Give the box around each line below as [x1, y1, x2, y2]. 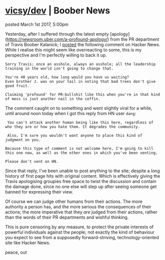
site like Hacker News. [5, 240, 50, 246]
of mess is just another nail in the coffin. [5, 96, 100, 101]
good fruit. [5, 83, 30, 88]
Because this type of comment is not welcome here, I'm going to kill [5, 146, 154, 151]
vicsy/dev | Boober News [5, 5, 110, 16]
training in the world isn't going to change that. [5, 66, 114, 71]
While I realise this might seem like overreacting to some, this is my [5, 47, 142, 53]
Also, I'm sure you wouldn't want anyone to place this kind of [7, 133, 142, 138]
